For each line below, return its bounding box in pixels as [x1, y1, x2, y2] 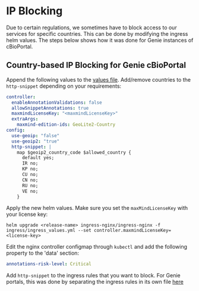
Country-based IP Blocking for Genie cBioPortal [6, 60, 186, 70]
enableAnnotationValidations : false [11, 100, 102, 106]
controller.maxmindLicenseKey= [94, 228, 171, 234]
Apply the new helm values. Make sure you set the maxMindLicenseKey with [6, 205, 188, 212]
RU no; [21, 182, 39, 188]
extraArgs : [11, 116, 39, 122]
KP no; [21, 166, 39, 172]
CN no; [21, 177, 39, 183]
